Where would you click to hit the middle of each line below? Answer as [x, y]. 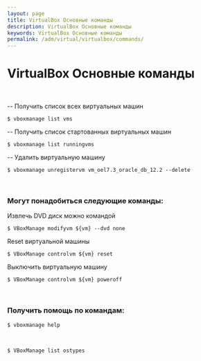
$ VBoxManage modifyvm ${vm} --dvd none [67, 229]
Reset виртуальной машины [49, 241]
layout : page [26, 14]
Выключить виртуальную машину [57, 267]
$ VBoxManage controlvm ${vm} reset [60, 254]
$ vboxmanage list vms [40, 119]
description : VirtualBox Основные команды [69, 26]
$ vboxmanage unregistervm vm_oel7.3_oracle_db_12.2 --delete [99, 170]
